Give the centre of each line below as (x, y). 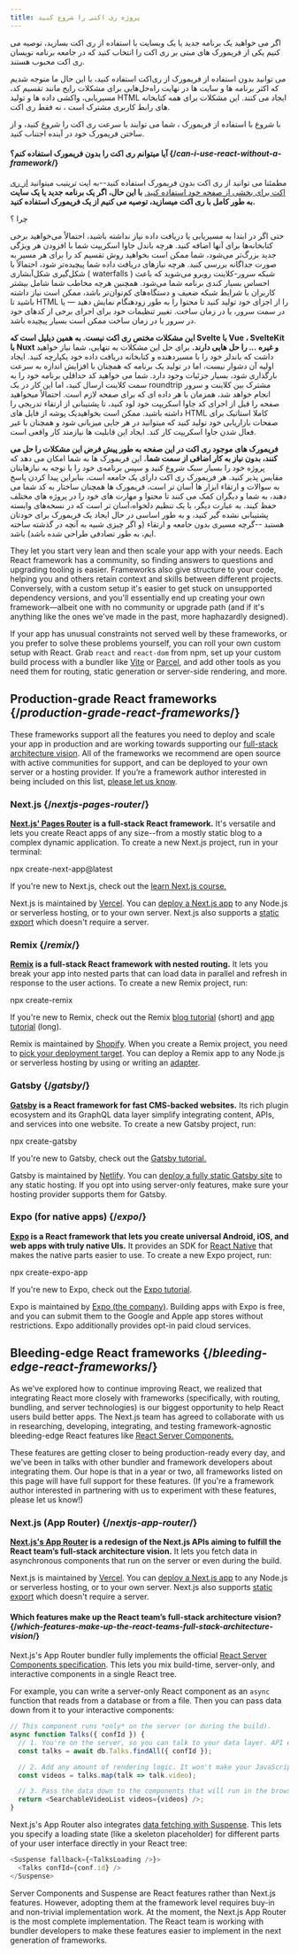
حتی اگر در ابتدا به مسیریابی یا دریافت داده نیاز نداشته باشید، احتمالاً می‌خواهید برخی (147, 236)
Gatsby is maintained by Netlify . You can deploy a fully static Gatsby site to (146, 1175)
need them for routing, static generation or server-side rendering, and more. (149, 671)
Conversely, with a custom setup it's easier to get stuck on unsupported (141, 588)
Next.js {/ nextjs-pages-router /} (80, 804)
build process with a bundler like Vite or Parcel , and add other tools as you (145, 661)
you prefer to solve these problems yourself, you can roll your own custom (145, 643)
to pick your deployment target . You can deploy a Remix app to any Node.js (148, 1054)
